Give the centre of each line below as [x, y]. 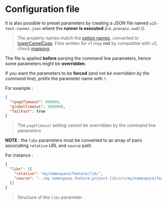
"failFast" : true [28, 111]
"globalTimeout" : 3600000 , [38, 106]
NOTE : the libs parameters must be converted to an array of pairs [74, 140]
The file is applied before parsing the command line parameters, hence [78, 58]
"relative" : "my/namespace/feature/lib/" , [59, 174]
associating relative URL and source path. [49, 146]
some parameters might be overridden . [46, 63]
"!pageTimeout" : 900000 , [35, 102]
